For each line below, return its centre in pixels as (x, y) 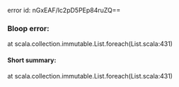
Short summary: (32, 60)
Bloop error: (28, 28)
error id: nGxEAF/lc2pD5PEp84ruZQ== (64, 10)
